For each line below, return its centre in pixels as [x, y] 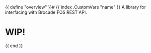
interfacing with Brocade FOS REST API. [46, 12]
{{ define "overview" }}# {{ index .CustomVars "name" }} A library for [75, 7]
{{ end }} [14, 46]
